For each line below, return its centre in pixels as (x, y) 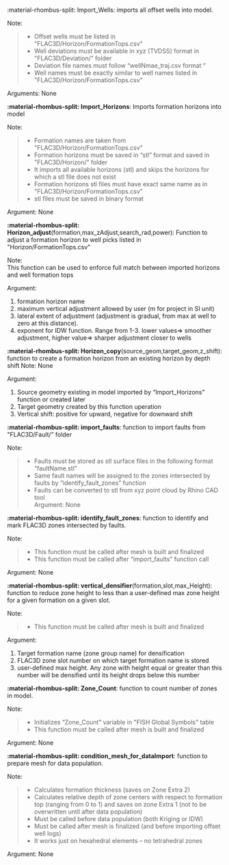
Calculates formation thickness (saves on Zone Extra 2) (112, 790)
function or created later (51, 399)
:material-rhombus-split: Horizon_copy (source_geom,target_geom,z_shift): (114, 351)
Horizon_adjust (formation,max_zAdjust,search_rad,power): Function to (107, 233)
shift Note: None (30, 365)
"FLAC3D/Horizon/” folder (71, 162)
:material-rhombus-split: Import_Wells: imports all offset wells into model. (110, 10)
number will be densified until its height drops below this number (108, 675)
